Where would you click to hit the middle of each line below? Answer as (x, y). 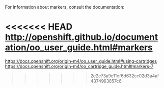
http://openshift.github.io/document (82, 37)
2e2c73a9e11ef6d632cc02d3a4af (125, 76)
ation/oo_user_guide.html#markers (79, 48)
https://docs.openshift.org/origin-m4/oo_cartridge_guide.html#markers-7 (79, 66)
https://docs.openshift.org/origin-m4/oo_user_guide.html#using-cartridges (81, 61)
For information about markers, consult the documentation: (65, 7)
